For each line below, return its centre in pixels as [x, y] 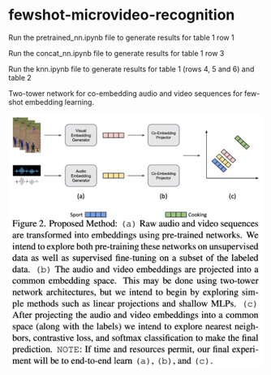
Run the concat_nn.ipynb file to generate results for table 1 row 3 [116, 53]
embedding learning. [60, 102]
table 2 [20, 77]
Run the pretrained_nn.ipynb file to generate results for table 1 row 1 [121, 37]
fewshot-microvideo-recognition [122, 15]
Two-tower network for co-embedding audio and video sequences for [126, 93]
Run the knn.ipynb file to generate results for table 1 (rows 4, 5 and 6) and [131, 69]
